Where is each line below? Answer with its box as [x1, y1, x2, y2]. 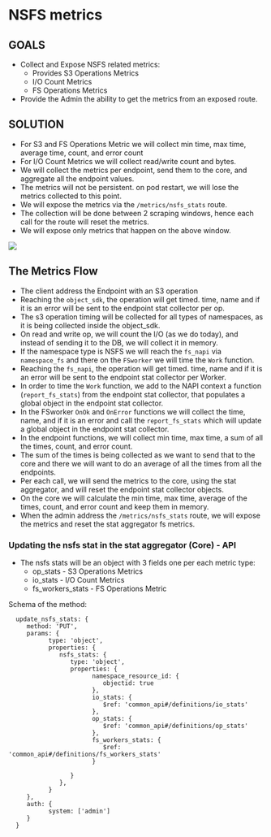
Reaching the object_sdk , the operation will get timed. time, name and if [19, 294, 260, 304]
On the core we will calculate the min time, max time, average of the [19, 493, 247, 503]
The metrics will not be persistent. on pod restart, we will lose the [19, 182, 239, 192]
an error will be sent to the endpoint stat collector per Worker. [19, 372, 227, 382]
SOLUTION [8, 118, 65, 132]
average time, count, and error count [19, 148, 144, 158]
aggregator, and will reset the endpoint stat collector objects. [19, 484, 225, 494]
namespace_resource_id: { [92, 672, 180, 680]
